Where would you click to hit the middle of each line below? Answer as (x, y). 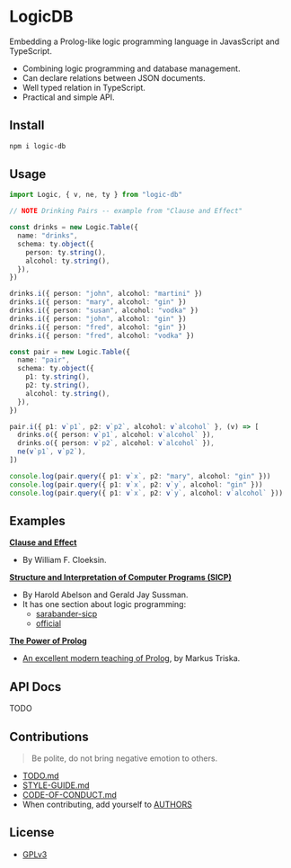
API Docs (35, 687)
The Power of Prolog (48, 641)
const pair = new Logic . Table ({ (70, 352)
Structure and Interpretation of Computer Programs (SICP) (120, 577)
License (32, 832)
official (48, 623)
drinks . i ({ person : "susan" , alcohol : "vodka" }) (104, 311)
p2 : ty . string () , (58, 385)
